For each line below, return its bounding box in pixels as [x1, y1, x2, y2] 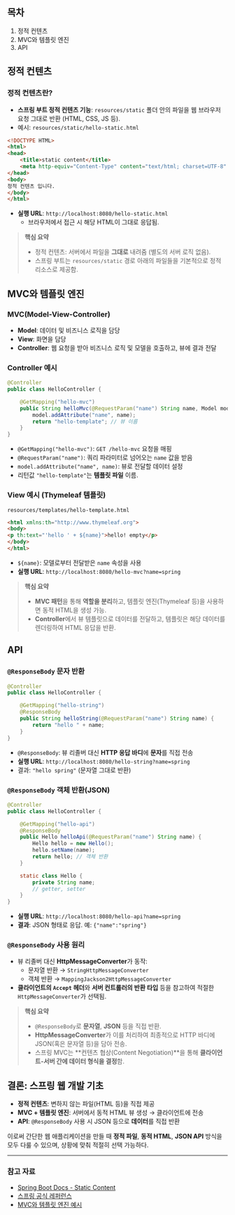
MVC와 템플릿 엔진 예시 [17, 1200, 83, 1209]
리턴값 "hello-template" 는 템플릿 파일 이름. [17, 471, 138, 479]
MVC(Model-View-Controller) [7, 309, 111, 319]
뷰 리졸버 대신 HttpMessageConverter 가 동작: [17, 957, 148, 966]
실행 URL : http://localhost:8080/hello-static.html [17, 209, 169, 217]
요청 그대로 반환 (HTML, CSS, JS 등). [17, 114, 120, 123]
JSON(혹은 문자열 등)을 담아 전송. [34, 1040, 127, 1048]
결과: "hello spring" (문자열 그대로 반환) [17, 765, 131, 774]
